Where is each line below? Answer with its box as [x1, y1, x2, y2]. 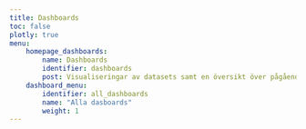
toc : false [9, 22, 51, 31]
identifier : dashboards [42, 64, 132, 74]
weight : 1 [42, 106, 79, 115]
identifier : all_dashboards [42, 89, 148, 98]
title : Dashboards [9, 13, 79, 23]
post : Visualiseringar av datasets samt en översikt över [42, 73, 267, 82]
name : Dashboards [42, 55, 107, 64]
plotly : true [9, 30, 59, 39]
